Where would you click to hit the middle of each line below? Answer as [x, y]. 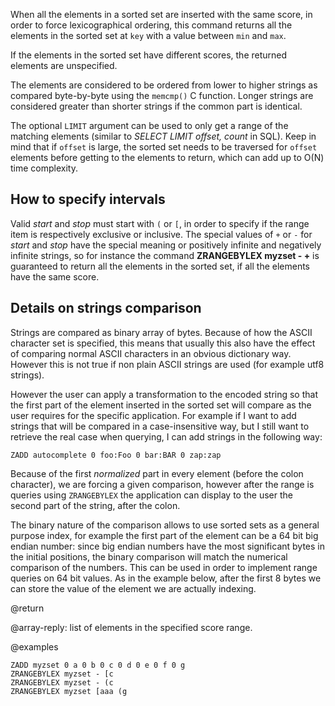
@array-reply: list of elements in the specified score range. [131, 627]
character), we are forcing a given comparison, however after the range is [162, 484]
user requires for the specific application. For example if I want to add [153, 415]
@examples [34, 646]
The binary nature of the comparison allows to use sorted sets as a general [165, 525]
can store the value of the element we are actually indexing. [133, 588]
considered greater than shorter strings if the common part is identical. [156, 106]
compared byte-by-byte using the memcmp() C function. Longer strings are [162, 95]
